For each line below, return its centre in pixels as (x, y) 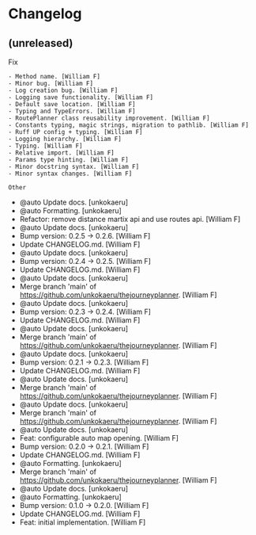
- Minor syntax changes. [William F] (70, 174)
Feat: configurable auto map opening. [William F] (99, 438)
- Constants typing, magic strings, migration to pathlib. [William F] (128, 125)
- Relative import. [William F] (61, 153)
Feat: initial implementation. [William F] (83, 522)
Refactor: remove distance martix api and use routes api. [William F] (130, 219)
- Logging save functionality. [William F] (81, 97)
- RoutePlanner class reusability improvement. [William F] (109, 118)
